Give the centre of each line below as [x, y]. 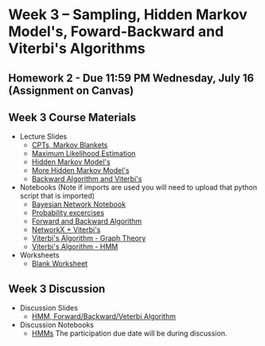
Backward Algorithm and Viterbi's [87, 179]
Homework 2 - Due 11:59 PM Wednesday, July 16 [131, 78]
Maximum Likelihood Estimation [84, 154]
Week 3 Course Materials [72, 117]
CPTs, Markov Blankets [70, 145]
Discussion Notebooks [57, 325]
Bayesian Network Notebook [78, 204]
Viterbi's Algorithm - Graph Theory [89, 238]
